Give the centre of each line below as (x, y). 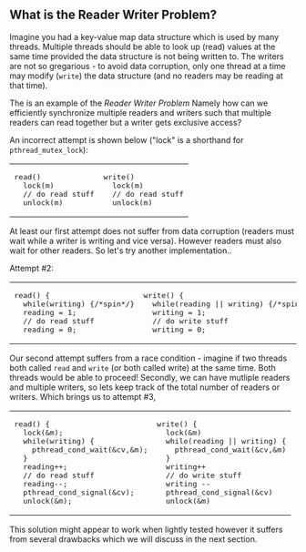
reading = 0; (50, 329)
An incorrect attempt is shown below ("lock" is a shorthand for (127, 139)
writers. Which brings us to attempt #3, (83, 396)
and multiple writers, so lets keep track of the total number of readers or (145, 387)
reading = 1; (50, 312)
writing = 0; (179, 329)
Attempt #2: (32, 268)
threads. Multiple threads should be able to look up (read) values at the (143, 46)
